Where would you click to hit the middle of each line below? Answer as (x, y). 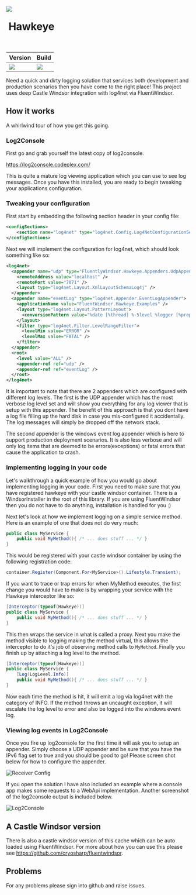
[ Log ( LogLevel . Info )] (43, 674)
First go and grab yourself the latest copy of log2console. (75, 153)
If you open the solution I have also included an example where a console (94, 784)
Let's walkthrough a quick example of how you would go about (82, 480)
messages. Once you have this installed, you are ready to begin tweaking (94, 182)
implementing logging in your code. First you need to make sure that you (93, 486)
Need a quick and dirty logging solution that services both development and (97, 80)
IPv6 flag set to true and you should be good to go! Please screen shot (91, 755)
